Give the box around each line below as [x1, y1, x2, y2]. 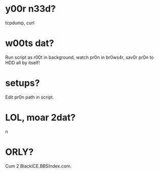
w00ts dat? [5, 37, 55, 49]
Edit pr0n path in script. [5, 94, 55, 100]
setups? [5, 77, 40, 89]
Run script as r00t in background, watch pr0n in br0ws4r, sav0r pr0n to [5, 54, 154, 60]
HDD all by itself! [5, 59, 40, 66]
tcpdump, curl [5, 20, 34, 26]
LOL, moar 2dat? [5, 112, 76, 123]
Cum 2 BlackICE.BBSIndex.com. [5, 163, 72, 169]
